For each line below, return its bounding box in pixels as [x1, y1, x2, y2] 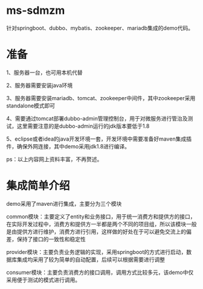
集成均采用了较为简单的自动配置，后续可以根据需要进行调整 [16, 256, 165, 263]
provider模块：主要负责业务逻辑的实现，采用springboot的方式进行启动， [6, 248, 187, 255]
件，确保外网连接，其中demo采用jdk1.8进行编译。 [6, 142, 130, 150]
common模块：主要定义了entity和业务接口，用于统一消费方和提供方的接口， [6, 212, 196, 220]
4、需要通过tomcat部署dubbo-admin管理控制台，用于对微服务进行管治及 [6, 115, 188, 122]
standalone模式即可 [6, 102, 56, 109]
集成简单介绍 [6, 179, 71, 193]
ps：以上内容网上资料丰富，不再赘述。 [6, 155, 103, 163]
